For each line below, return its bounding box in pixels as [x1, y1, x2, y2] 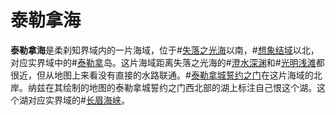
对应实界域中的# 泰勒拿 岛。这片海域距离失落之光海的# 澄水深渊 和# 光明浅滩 [10, 56, 317, 68]
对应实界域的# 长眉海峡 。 [27, 94, 130, 106]
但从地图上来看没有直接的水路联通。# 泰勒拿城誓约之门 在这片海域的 [36, 69, 314, 81]
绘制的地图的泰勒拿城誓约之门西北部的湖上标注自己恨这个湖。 [62, 81, 317, 93]
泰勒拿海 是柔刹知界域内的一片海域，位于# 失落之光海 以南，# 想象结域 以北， [10, 44, 320, 56]
